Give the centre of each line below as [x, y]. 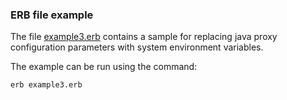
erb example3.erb [46, 85]
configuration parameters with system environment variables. [137, 47]
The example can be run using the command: [104, 67]
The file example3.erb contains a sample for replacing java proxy [144, 37]
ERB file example [52, 15]
